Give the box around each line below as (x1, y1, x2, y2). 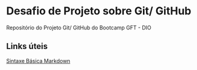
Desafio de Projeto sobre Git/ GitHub (6, 4, 192, 18)
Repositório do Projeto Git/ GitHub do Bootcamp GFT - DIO (6, 24, 151, 31)
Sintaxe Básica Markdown (6, 57, 71, 64)
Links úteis (6, 41, 48, 51)
